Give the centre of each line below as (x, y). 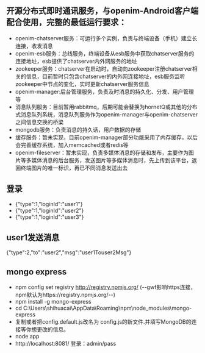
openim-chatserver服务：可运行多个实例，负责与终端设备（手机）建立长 (106, 38)
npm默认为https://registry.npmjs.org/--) (65, 295)
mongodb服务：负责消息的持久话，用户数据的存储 (78, 129)
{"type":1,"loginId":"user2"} (49, 210)
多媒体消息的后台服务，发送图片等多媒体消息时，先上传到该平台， (109, 160)
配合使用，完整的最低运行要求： (67, 22)
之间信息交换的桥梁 (39, 122)
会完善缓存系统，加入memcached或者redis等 (72, 144)
